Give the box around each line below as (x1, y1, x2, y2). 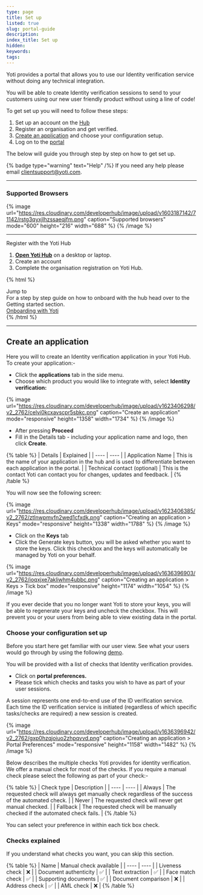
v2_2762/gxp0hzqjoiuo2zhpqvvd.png (6, 735, 100, 742)
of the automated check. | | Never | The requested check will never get (6, 797, 183, 804)
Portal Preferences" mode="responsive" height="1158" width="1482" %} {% (6, 741, 196, 748)
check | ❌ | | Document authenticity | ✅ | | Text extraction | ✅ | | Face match (6, 868, 195, 876)
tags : (6, 54, 20, 60)
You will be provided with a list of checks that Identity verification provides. (6, 661, 193, 668)
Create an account (14, 257, 62, 265)
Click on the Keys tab (14, 532, 69, 539)
